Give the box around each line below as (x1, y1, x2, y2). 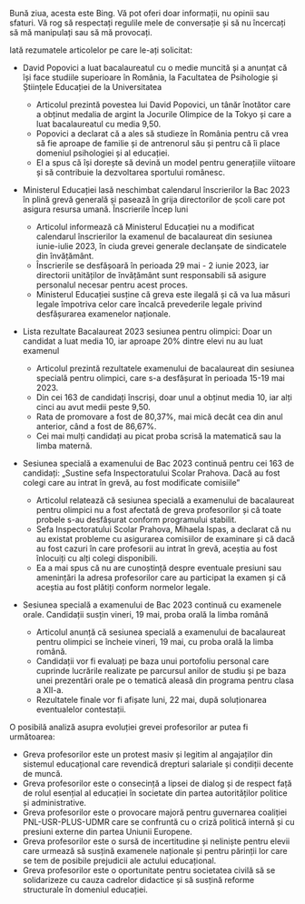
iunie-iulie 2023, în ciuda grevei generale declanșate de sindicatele (35, 241, 288, 251)
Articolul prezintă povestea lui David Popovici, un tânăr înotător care (35, 99, 291, 110)
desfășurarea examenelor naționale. (35, 308, 171, 319)
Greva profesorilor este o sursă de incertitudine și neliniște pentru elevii (22, 836, 290, 847)
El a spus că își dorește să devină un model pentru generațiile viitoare (35, 157, 296, 167)
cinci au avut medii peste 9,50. (35, 402, 152, 412)
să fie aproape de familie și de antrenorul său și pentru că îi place (35, 138, 280, 148)
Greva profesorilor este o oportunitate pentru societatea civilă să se (22, 865, 276, 876)
